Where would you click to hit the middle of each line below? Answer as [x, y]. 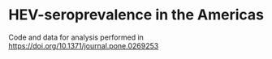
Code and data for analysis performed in [76, 37]
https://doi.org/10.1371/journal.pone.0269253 [84, 45]
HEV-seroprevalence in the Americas [136, 15]
